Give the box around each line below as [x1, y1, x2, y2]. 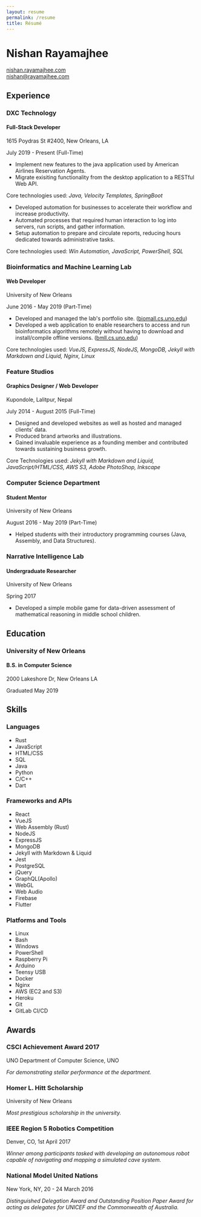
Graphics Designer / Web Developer [6, 382, 99, 390]
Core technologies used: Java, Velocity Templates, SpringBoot [6, 192, 163, 199]
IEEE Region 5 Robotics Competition [6, 1124, 114, 1133]
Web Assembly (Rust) [15, 823, 70, 830]
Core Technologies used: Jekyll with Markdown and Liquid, [6, 457, 154, 464]
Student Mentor [6, 493, 47, 501]
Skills [6, 705, 27, 715]
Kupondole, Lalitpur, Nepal [6, 396, 73, 404]
